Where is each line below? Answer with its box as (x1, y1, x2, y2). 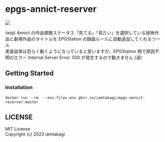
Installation (5, 84, 33, 91)
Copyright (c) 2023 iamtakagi (5, 131, 65, 137)
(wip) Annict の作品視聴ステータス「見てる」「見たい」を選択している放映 (5, 30, 155, 36)
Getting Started (5, 69, 54, 78)
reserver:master (5, 99, 39, 104)
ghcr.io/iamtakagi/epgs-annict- (78, 95, 145, 100)
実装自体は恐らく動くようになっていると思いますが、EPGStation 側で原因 (5, 48, 155, 54)
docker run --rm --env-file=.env (5, 95, 77, 100)
